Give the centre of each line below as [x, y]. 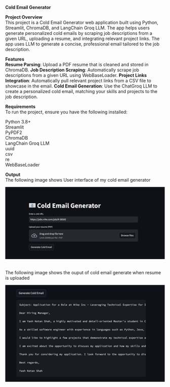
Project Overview [24, 17]
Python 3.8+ [18, 122]
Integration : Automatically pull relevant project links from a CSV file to [78, 81]
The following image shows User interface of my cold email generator [78, 180]
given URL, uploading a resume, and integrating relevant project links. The [82, 38]
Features [15, 59]
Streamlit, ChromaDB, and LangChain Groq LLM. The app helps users [78, 28]
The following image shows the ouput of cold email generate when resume [83, 273]
